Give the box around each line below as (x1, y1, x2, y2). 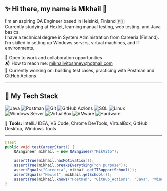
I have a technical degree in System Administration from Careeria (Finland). (5, 34, 159, 40)
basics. (5, 29, 20, 35)
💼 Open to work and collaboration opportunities (5, 54, 103, 60)
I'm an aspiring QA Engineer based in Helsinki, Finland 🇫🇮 (5, 18, 125, 24)
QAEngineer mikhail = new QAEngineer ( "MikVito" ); (14, 149, 119, 154)
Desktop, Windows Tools (5, 125, 56, 131)
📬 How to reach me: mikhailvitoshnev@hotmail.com (5, 60, 113, 66)
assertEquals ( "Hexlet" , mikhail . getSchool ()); (14, 172, 112, 177)
